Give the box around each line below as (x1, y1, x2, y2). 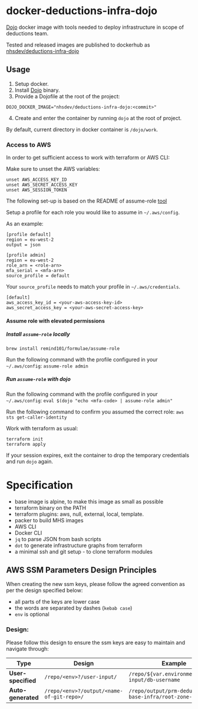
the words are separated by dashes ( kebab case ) (14, 605, 133, 612)
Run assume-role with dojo (6, 376, 71, 383)
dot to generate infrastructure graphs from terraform (14, 542, 143, 549)
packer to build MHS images (14, 516, 84, 524)
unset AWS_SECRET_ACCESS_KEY (6, 182, 78, 188)
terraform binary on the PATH (14, 504, 87, 511)
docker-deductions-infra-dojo (6, 4, 158, 18)
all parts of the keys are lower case (14, 598, 100, 605)
